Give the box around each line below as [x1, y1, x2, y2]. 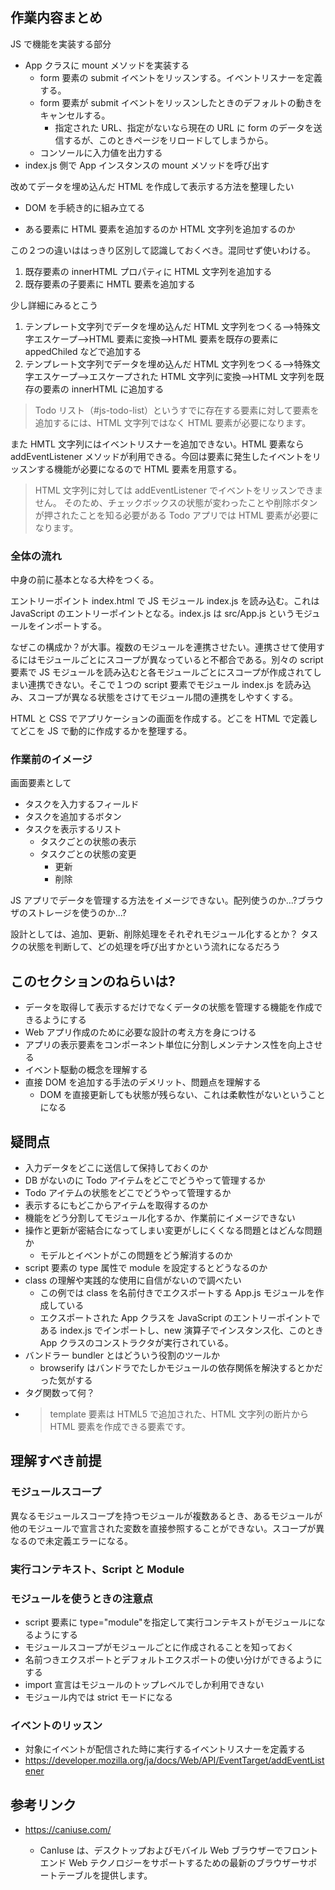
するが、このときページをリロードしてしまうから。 [63, 134, 274, 146]
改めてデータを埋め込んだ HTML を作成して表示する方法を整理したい [10, 180, 295, 192]
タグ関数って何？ [24, 1387, 96, 1399]
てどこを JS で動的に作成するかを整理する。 [10, 725, 193, 737]
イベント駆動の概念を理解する [24, 1064, 148, 1076]
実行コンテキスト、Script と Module [10, 1562, 185, 1576]
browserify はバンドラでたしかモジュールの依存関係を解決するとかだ [39, 1362, 323, 1374]
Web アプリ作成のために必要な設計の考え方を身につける [24, 1026, 257, 1038]
